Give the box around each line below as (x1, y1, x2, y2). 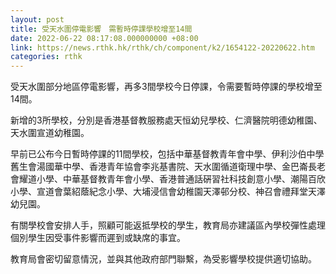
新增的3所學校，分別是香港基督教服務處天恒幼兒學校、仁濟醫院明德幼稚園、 (10, 114, 323, 126)
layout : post (10, 14, 65, 25)
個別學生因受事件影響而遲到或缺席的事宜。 (10, 232, 186, 244)
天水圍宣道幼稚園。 (10, 127, 90, 139)
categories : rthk (10, 52, 83, 62)
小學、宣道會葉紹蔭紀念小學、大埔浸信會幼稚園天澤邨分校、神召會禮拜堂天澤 (10, 186, 326, 198)
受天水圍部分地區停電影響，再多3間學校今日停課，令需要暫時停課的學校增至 (10, 81, 323, 93)
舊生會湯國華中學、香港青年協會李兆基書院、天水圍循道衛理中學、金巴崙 (10, 161, 308, 173)
